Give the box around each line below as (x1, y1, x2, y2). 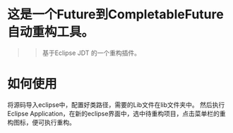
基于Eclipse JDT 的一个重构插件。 (42, 49, 141, 57)
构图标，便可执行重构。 (7, 118, 76, 127)
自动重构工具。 (7, 24, 95, 40)
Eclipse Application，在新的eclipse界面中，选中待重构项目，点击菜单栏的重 (7, 109, 226, 118)
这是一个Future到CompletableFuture (7, 6, 224, 23)
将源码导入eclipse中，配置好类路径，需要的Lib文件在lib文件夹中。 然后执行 (7, 100, 225, 109)
